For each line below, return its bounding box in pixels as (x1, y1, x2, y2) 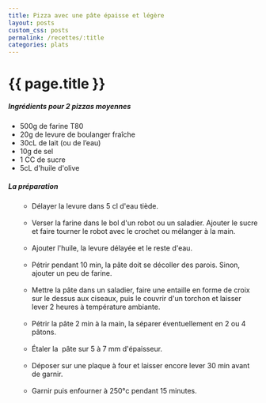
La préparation (8, 181, 59, 190)
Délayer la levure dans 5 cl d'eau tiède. (31, 201, 159, 211)
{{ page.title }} (8, 75, 106, 93)
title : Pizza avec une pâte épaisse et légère (8, 11, 165, 20)
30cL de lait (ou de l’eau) (19, 138, 101, 148)
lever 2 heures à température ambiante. (31, 302, 161, 312)
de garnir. (31, 369, 63, 379)
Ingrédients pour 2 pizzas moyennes (8, 101, 131, 111)
